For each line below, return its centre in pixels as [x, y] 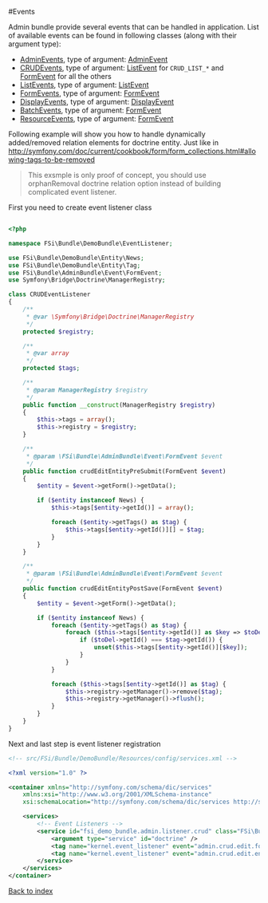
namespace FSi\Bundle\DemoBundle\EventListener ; [91, 243]
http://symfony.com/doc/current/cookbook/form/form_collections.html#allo [132, 151]
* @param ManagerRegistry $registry [87, 390]
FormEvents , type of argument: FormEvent [89, 93]
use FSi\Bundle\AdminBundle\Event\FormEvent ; [85, 273]
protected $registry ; [58, 331]
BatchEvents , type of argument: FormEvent [91, 110]
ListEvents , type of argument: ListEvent [84, 85]
